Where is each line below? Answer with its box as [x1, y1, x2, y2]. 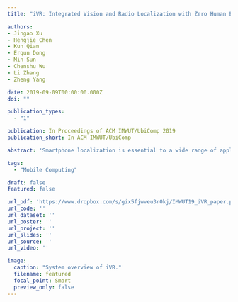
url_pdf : [7, 198, 33, 206]
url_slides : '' [7, 231, 52, 238]
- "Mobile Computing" [13, 166, 78, 174]
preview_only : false [13, 284, 74, 291]
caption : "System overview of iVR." [13, 264, 122, 272]
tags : [7, 160, 23, 167]
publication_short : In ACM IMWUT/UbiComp [7, 134, 132, 141]
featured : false [7, 186, 55, 193]
